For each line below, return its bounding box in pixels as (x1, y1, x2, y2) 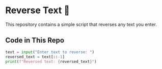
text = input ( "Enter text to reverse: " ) (5, 49, 95, 55)
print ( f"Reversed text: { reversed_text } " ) (5, 59, 97, 64)
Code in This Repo (5, 36, 65, 45)
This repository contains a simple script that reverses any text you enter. (5, 21, 157, 27)
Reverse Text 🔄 (5, 5, 70, 16)
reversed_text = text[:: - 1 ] (5, 54, 65, 59)
